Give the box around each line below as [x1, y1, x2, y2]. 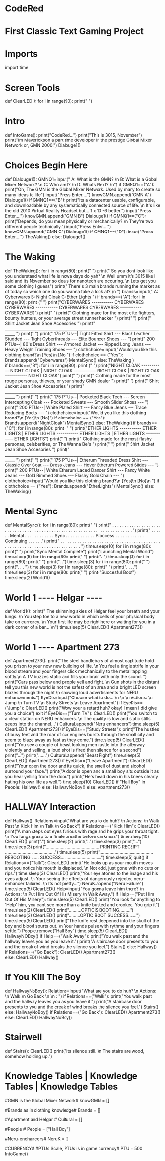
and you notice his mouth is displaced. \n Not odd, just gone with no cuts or [5, 865, 159, 871]
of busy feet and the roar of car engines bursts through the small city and [5, 731, 154, 737]
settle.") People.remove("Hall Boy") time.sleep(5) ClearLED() [5, 928, 128, 934]
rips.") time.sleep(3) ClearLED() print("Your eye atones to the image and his [5, 870, 158, 876]
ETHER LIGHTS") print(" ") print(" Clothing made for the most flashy [14, 436, 152, 442]
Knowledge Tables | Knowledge [5, 1070, 138, 1081]
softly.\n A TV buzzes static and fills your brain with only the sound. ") [5, 673, 147, 679]
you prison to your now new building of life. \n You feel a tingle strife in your [5, 663, 159, 669]
